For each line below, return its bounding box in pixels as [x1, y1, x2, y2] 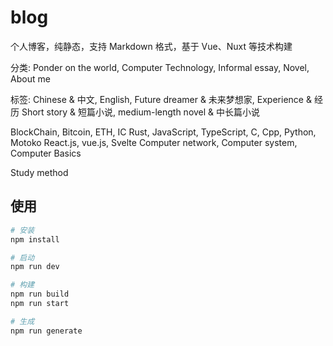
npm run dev [10, 262, 60, 272]
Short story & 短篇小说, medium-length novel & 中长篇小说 [21, 106, 261, 118]
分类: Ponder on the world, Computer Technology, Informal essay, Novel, [10, 61, 310, 73]
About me [10, 72, 51, 85]
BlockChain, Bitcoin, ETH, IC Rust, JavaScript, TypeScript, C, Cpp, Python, [10, 126, 317, 138]
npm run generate [10, 326, 83, 336]
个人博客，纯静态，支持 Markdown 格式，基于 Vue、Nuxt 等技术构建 [10, 40, 293, 52]
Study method [10, 166, 69, 178]
